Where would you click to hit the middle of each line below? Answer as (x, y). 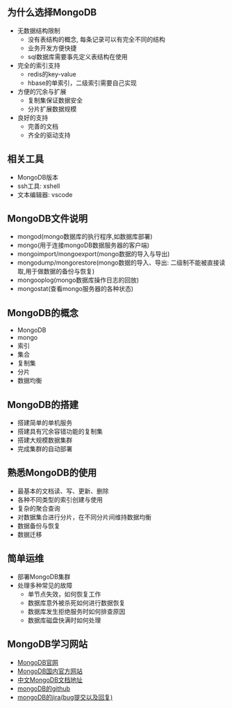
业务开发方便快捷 (52, 48)
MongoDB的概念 (43, 313)
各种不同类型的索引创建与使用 (60, 499)
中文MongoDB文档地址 (50, 679)
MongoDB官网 (38, 662)
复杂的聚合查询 (39, 508)
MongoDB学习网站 (48, 644)
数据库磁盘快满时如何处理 (64, 620)
